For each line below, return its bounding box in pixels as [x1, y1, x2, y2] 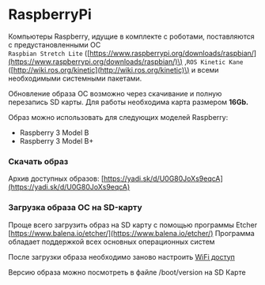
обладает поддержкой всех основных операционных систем [8, 237, 215, 246]
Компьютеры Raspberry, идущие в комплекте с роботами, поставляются [8, 32, 255, 41]
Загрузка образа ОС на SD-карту [8, 202, 142, 213]
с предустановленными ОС [8, 39, 101, 49]
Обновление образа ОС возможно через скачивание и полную [8, 88, 222, 98]
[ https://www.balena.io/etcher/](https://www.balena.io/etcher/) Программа [8, 228, 255, 238]
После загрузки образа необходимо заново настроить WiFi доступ [8, 252, 236, 261]
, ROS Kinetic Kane [184, 57, 244, 66]
